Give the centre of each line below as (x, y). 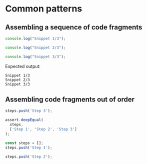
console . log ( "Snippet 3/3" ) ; (35, 56)
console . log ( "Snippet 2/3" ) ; (35, 47)
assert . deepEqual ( (24, 120)
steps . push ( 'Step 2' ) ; (29, 156)
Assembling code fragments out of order (70, 100)
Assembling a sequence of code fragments (74, 27)
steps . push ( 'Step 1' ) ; (29, 147)
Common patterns (44, 9)
